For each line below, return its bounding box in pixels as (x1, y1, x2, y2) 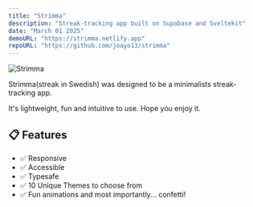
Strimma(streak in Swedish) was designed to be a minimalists (8, 80, 211, 89)
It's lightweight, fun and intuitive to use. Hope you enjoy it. (8, 104, 201, 114)
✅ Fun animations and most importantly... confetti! (19, 189, 186, 199)
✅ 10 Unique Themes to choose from (19, 180, 143, 190)
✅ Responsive (19, 153, 67, 163)
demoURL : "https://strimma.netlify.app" (8, 34, 146, 43)
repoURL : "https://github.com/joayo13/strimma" (8, 42, 171, 50)
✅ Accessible (19, 162, 65, 172)
